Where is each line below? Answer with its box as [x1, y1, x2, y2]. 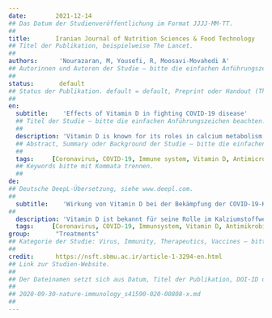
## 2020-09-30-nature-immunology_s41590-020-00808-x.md [8, 290, 201, 299]
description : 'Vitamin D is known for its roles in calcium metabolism [15, 132, 263, 140]
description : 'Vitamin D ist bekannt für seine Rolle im [15, 215, 212, 223]
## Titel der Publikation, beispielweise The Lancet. [8, 42, 194, 50]
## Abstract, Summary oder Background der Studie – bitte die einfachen [15, 139, 266, 148]
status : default [8, 79, 85, 87]
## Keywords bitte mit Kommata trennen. [15, 163, 154, 171]
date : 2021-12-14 [8, 11, 92, 20]
